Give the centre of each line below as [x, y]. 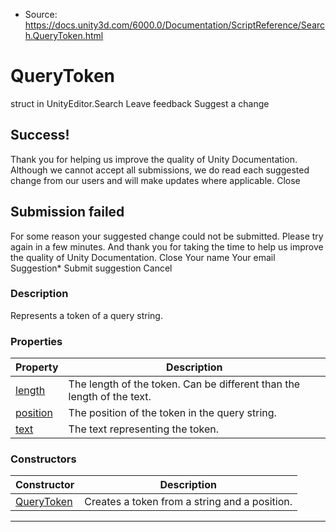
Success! [40, 135]
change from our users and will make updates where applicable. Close [155, 180]
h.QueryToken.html [64, 35]
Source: [41, 14]
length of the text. [110, 397]
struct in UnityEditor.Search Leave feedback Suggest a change [140, 103]
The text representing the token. [143, 429]
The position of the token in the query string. [172, 413]
